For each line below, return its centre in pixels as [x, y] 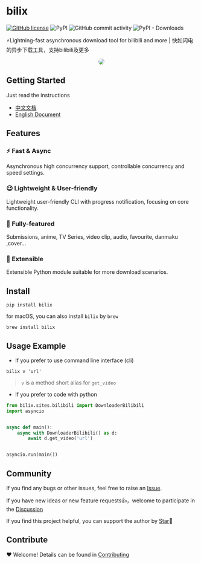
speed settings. [26, 173]
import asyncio [25, 411]
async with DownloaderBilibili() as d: [67, 433]
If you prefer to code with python [56, 394]
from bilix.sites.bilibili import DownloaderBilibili [75, 405]
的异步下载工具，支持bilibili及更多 [48, 50]
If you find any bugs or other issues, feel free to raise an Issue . [84, 488]
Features [23, 133]
